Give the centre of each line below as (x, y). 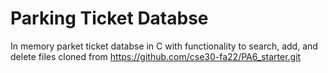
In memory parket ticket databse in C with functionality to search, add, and (164, 46)
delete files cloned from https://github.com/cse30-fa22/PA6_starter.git (156, 56)
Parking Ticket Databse (109, 18)
